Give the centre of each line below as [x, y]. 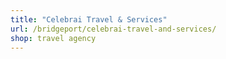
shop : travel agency [53, 38]
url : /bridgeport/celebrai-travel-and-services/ [113, 29]
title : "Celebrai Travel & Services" [89, 19]
